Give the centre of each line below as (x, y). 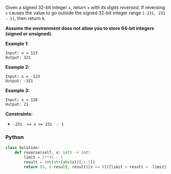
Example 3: (17, 90)
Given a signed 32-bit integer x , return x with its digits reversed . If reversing (85, 7)
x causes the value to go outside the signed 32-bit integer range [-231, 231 (85, 13)
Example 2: (17, 67)
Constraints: (19, 114)
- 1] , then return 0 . (25, 18)
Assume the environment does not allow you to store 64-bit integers (80, 28)
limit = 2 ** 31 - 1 (43, 158)
